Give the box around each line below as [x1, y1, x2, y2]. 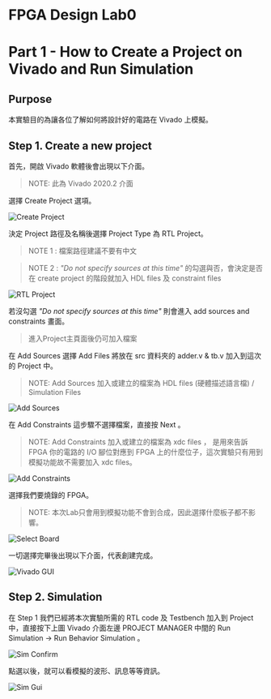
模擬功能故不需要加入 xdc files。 [28, 457, 138, 467]
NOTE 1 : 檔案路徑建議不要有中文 [28, 246, 138, 255]
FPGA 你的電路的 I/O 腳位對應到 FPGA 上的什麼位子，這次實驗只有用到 [28, 448, 263, 457]
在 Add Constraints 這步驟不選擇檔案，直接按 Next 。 [8, 420, 185, 429]
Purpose [8, 92, 53, 106]
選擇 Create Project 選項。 [8, 196, 96, 205]
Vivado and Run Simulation [8, 60, 194, 79]
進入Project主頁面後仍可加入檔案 [28, 334, 138, 343]
